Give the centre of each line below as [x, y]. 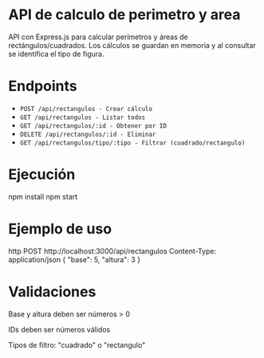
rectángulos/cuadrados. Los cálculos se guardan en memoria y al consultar [132, 45]
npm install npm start [43, 197]
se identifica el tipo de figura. [57, 54]
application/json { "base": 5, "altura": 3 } [75, 259]
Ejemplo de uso [60, 229]
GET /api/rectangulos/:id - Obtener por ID [93, 125]
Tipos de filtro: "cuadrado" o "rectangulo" [77, 344]
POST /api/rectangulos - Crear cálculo [86, 109]
